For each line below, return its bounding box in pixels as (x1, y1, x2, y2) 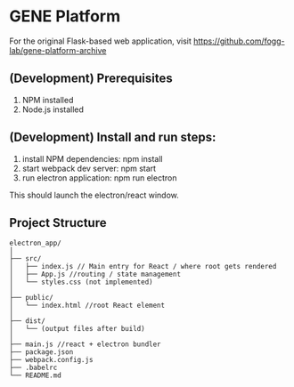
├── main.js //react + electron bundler (9, 340, 162, 349)
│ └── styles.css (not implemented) (9, 278, 153, 286)
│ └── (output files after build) (9, 325, 145, 334)
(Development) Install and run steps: (9, 130, 216, 145)
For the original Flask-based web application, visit (9, 36, 192, 46)
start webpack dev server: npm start (21, 163, 157, 173)
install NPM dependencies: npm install (21, 153, 163, 164)
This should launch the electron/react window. (9, 189, 180, 200)
